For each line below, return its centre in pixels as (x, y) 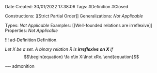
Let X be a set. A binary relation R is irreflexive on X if (59, 49)
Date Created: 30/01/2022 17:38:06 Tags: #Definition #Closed (67, 7)
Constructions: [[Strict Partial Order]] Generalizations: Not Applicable (74, 16)
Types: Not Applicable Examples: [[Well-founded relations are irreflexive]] (79, 25)
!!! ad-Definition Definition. (31, 40)
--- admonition (20, 66)
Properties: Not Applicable (31, 30)
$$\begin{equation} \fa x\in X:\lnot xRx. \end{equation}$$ (81, 57)
